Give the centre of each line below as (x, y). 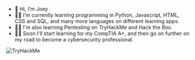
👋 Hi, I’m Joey (31, 9)
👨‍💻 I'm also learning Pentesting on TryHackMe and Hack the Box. (93, 27)
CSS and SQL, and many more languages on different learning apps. (97, 21)
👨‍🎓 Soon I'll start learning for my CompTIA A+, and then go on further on (102, 33)
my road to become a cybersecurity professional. (74, 40)
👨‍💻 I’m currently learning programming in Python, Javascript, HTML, (97, 15)
